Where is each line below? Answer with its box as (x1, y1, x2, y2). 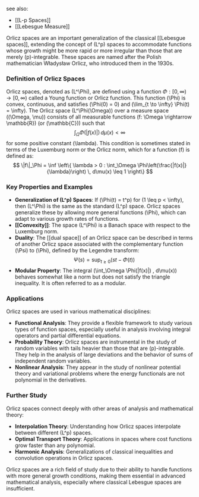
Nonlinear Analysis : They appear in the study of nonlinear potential (14, 364, 181, 371)
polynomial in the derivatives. (14, 376, 87, 383)
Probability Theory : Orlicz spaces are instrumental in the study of (14, 339, 177, 346)
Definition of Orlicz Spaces (6, 74, 86, 83)
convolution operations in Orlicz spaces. (14, 454, 114, 461)
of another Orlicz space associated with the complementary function (14, 240, 184, 248)
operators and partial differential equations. (14, 332, 121, 339)
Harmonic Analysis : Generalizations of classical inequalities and (14, 448, 173, 455)
